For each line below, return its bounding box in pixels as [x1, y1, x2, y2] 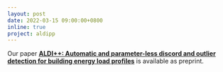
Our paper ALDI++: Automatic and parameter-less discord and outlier [7, 49, 217, 58]
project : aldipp [7, 30, 55, 37]
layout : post [7, 10, 46, 18]
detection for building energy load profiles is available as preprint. [7, 57, 205, 66]
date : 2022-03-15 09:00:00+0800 [7, 17, 103, 24]
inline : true [7, 23, 46, 30]
